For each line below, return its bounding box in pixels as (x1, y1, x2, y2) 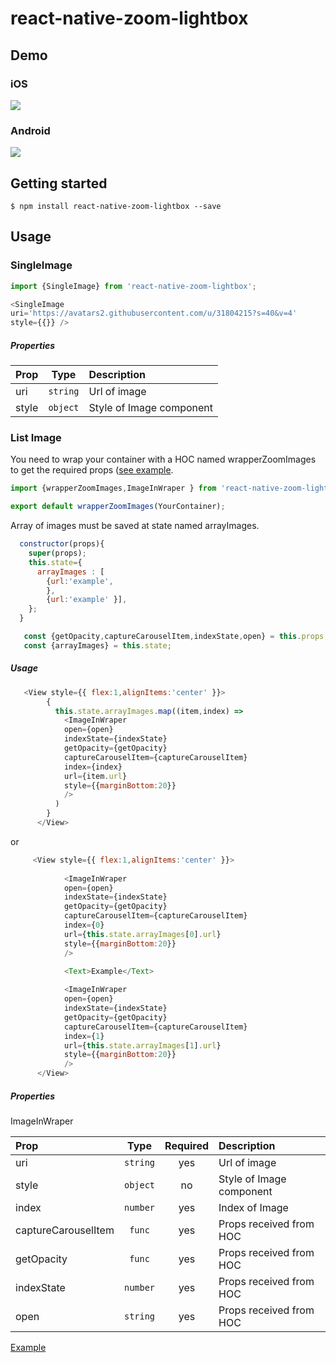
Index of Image (218, 1201, 289, 1214)
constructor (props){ (19, 539, 105, 549)
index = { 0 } (63, 920, 105, 931)
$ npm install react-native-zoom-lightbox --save (10, 201, 222, 211)
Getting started (10, 175, 108, 192)
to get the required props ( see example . (10, 464, 174, 476)
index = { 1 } (63, 1031, 105, 1041)
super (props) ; (28, 548, 87, 559)
